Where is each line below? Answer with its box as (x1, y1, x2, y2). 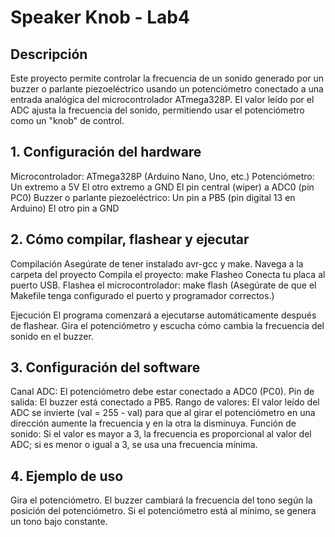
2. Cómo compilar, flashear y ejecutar (10, 231, 250, 248)
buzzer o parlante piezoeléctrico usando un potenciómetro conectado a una (10, 83, 324, 95)
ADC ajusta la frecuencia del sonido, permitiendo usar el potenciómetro (10, 104, 305, 116)
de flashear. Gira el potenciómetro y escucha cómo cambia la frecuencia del (10, 319, 325, 331)
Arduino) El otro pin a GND (10, 202, 120, 214)
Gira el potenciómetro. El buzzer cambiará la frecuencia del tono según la (10, 494, 313, 506)
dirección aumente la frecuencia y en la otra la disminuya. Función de (10, 417, 297, 430)
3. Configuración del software (10, 359, 201, 376)
